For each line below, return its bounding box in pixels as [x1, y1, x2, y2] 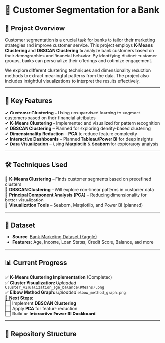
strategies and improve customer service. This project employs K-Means [5, 42, 153, 48]
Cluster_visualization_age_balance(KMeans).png [5, 285, 105, 290]
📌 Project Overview [5, 24, 65, 32]
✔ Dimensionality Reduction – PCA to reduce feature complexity [5, 130, 137, 137]
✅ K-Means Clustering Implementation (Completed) [5, 274, 112, 280]
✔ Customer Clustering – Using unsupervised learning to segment [5, 110, 140, 115]
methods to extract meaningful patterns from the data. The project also [5, 73, 149, 78]
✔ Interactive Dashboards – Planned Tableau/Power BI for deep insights [5, 136, 153, 142]
